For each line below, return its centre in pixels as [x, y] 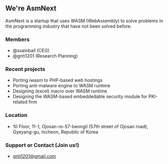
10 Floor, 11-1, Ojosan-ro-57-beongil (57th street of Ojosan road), [80, 126]
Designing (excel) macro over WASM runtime [60, 91]
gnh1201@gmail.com [34, 156]
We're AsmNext [31, 8]
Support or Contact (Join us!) [42, 145]
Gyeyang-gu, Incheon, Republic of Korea [55, 132]
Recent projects [25, 69]
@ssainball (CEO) [31, 51]
